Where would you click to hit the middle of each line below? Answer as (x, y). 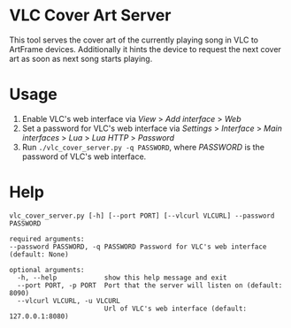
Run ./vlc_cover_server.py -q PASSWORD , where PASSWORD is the (143, 147)
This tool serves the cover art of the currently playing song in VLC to (134, 40)
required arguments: (47, 239)
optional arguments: (47, 270)
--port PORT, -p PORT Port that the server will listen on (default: (150, 285)
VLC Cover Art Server (90, 15)
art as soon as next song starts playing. (81, 58)
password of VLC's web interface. (84, 156)
